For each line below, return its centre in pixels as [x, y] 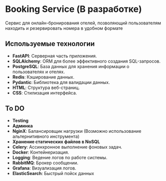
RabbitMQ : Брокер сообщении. [45, 163]
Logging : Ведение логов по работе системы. [60, 157]
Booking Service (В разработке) [74, 9]
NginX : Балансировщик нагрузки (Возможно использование [77, 131]
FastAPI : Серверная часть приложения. [54, 56]
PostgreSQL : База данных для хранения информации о [71, 66]
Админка [23, 126]
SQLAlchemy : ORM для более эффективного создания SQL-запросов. [86, 61]
